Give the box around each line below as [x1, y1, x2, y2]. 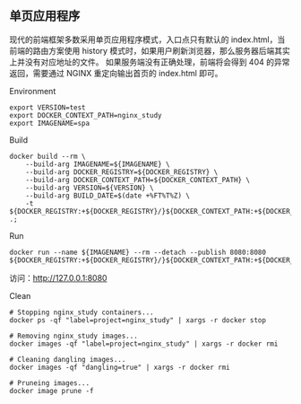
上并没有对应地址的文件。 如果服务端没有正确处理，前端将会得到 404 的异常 [9, 57, 290, 67]
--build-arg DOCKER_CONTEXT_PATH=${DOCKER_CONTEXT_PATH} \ [25, 175, 251, 184]
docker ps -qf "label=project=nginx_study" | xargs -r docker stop [9, 315, 267, 325]
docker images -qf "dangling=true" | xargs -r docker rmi [9, 363, 230, 372]
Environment [9, 85, 56, 96]
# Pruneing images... [9, 378, 90, 388]
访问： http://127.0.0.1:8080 [9, 272, 107, 283]
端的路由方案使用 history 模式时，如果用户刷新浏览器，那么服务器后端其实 [16, 45, 291, 56]
